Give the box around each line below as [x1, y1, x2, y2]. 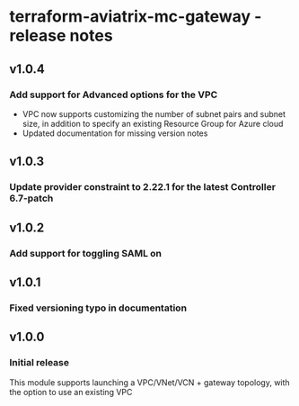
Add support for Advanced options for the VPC [9, 88, 218, 101]
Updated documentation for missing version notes [22, 128, 208, 139]
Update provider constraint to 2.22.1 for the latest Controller [9, 181, 277, 194]
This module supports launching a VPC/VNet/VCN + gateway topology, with [9, 376, 290, 388]
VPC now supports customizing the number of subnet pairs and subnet [22, 108, 286, 119]
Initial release [9, 356, 70, 369]
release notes [9, 25, 114, 46]
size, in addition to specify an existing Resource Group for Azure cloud [22, 118, 284, 129]
